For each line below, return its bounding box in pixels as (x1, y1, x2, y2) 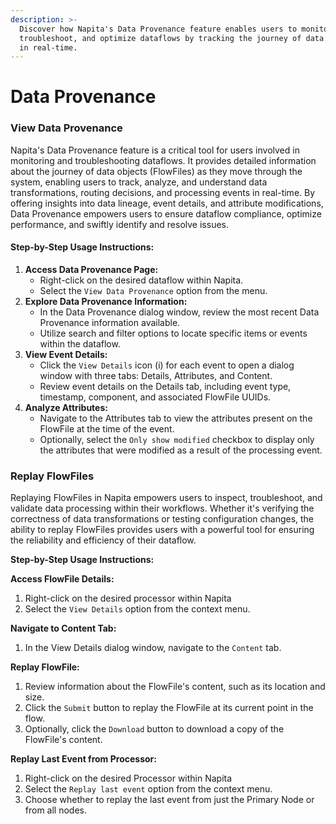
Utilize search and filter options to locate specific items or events (39, 327, 308, 339)
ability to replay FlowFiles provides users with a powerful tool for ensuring (10, 524, 315, 536)
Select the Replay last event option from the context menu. (24, 783, 273, 795)
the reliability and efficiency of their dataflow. (10, 534, 197, 546)
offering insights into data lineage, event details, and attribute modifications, (10, 197, 324, 209)
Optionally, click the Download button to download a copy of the (24, 723, 285, 735)
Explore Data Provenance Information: (24, 295, 188, 307)
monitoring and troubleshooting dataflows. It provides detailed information (10, 154, 317, 166)
